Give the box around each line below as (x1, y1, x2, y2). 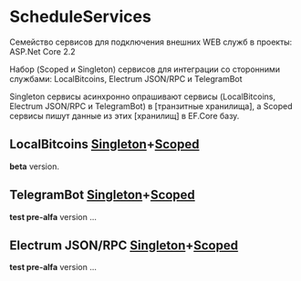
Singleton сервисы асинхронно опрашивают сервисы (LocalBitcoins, (9, 91, 276, 102)
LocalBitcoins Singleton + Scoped (9, 136, 200, 152)
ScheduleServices (9, 6, 152, 27)
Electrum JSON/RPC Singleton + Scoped (9, 237, 239, 253)
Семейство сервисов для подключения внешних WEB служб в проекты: (9, 36, 293, 47)
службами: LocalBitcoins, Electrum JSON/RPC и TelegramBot (9, 73, 244, 84)
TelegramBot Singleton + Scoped (9, 187, 196, 203)
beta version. (9, 161, 59, 172)
